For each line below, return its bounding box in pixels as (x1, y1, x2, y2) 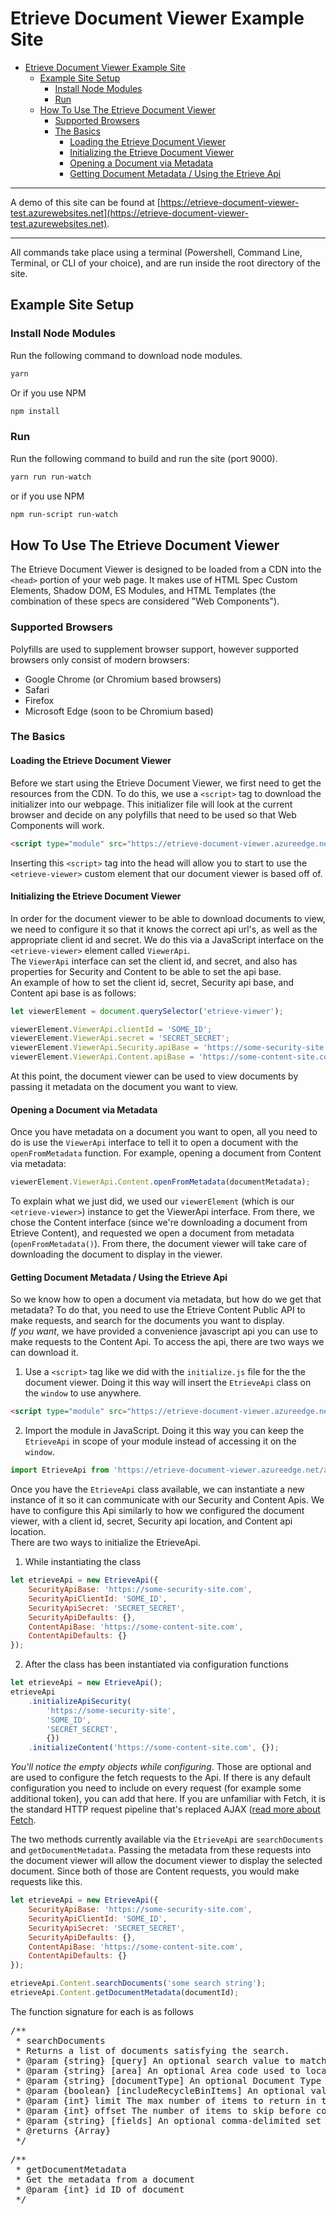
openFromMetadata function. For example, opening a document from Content (10, 1147, 322, 1159)
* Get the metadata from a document (15, 2173, 196, 2185)
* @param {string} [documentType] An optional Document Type (15, 2075, 322, 2086)
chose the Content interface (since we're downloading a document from (10, 1217, 308, 1229)
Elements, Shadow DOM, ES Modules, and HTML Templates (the (10, 585, 277, 597)
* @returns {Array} (15, 2125, 112, 2136)
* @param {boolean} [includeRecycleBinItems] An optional (15, 2085, 307, 2096)
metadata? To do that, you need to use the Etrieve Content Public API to (10, 1304, 306, 1316)
